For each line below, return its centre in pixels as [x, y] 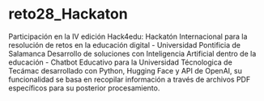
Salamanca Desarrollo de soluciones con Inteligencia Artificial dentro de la [132, 53]
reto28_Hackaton [68, 14]
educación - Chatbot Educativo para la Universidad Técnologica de [120, 62]
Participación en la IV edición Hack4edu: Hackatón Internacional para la [128, 36]
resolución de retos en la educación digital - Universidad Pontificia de [125, 44]
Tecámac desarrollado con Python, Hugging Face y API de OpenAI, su [126, 70]
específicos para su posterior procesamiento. [84, 88]
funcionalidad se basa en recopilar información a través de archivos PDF [130, 79]
